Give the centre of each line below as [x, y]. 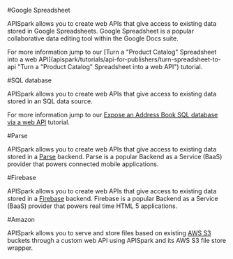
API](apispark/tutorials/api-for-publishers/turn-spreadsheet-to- [130, 59]
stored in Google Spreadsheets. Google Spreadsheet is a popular [100, 31]
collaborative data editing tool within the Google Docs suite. [93, 38]
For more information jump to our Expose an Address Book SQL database [113, 115]
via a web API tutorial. [38, 122]
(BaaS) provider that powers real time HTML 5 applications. [92, 206]
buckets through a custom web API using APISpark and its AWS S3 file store [117, 240]
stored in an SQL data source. [50, 101]
